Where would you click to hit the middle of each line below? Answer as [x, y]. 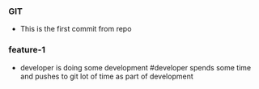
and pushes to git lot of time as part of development [106, 76]
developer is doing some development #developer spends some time [136, 67]
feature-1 [27, 50]
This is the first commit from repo [76, 29]
